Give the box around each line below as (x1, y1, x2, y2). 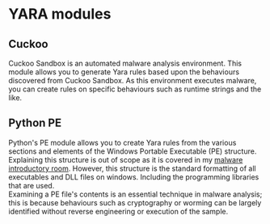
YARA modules (8, 5, 112, 23)
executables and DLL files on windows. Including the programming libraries (8, 171, 259, 182)
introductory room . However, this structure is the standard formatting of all (8, 163, 256, 173)
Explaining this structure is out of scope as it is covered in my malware (8, 154, 243, 164)
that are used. (8, 180, 55, 190)
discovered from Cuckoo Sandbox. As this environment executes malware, (8, 76, 257, 85)
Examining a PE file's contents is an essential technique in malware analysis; (8, 189, 263, 199)
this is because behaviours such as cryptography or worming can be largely (8, 197, 262, 207)
